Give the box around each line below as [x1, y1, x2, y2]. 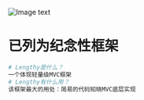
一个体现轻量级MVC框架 [8, 70, 72, 78]
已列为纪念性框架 [8, 37, 120, 55]
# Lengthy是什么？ [8, 63, 64, 71]
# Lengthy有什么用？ [8, 78, 69, 86]
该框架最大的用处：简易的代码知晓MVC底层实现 [8, 85, 136, 93]
